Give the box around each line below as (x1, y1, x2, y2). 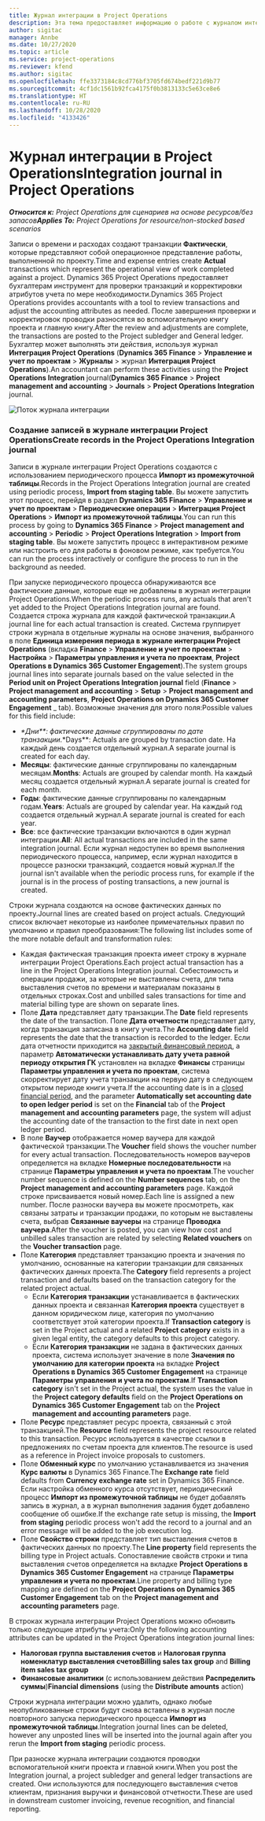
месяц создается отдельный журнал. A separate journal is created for (20, 776, 251, 787)
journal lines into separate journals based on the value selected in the (9, 669, 234, 679)
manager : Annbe (9, 33, 59, 42)
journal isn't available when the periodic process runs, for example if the (20, 868, 255, 878)
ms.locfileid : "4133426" (9, 114, 90, 122)
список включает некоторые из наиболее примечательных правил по (9, 917, 245, 927)
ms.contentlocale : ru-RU (9, 99, 90, 107)
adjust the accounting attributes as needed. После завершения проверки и (9, 306, 256, 315)
